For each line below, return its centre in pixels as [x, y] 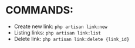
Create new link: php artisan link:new [61, 26]
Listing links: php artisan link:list [57, 32]
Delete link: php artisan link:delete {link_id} [72, 39]
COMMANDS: [40, 10]
